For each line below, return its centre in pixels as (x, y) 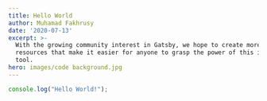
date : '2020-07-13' (41, 30)
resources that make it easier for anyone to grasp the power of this (135, 52)
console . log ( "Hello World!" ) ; (58, 89)
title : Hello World (41, 16)
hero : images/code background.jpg (66, 68)
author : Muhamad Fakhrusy (51, 23)
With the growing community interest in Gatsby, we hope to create (130, 45)
